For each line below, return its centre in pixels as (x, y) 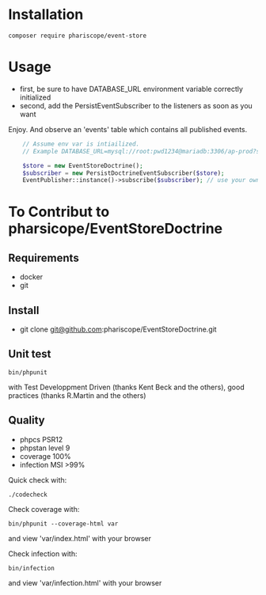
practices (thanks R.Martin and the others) (77, 395)
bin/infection (32, 568)
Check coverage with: (44, 509)
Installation (46, 15)
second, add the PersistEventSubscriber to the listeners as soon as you (136, 105)
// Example (40, 151)
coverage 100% (45, 456)
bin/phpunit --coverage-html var (63, 524)
